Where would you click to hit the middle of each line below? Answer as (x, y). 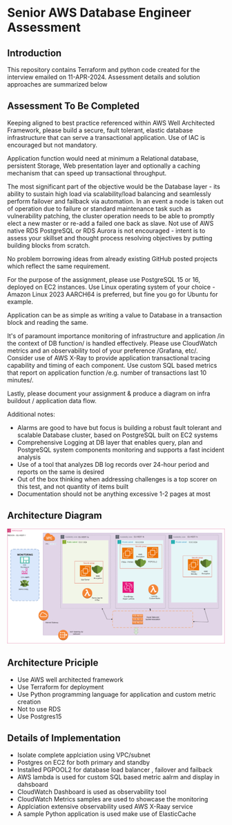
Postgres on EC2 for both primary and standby (84, 762)
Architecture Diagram (55, 516)
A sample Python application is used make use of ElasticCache (107, 814)
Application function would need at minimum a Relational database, (103, 158)
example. (20, 301)
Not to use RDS (39, 709)
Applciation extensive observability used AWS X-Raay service (105, 806)
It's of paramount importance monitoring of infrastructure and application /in (116, 336)
